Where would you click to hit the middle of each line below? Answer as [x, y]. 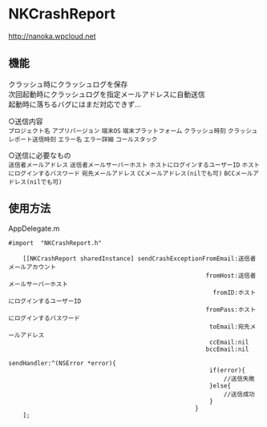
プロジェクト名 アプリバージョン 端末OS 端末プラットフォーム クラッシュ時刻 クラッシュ [133, 131]
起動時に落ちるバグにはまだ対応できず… [75, 104]
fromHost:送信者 [231, 276]
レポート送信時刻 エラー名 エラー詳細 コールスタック [83, 139]
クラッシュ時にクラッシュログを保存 [68, 84]
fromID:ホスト [235, 292]
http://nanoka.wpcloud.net [52, 36]
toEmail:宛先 [229, 326]
